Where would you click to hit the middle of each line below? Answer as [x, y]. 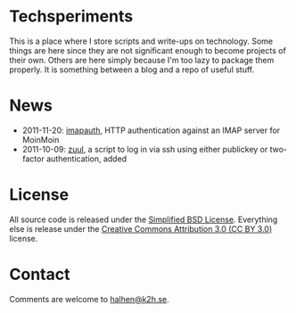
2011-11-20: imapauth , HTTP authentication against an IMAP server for [151, 130]
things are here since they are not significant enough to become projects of [148, 50]
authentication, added [86, 159]
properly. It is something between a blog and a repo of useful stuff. [132, 70]
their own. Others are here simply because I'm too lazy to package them [142, 60]
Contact [40, 275]
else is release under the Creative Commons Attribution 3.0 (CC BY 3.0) [141, 228]
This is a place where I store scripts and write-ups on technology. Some [141, 41]
